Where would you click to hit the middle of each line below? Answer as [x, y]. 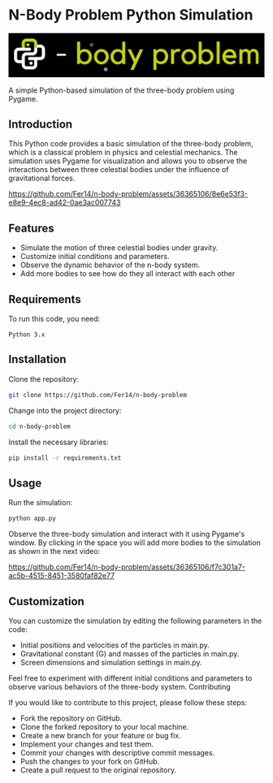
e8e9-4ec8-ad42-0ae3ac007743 [65, 203]
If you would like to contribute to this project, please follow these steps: [128, 702]
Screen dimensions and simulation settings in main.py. [111, 662]
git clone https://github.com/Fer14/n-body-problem [97, 395]
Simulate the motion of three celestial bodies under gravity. [119, 248]
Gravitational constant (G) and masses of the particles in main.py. [130, 653]
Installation [37, 359]
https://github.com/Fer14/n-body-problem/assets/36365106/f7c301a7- [127, 567]
